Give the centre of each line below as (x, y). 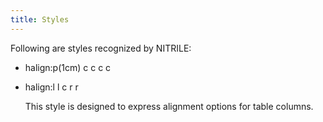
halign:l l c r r (51, 87)
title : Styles (40, 19)
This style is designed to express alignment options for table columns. (169, 106)
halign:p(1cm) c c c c (68, 67)
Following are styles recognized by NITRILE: (101, 48)
